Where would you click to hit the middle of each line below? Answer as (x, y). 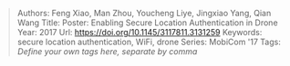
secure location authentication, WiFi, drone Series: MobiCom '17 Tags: (149, 42)
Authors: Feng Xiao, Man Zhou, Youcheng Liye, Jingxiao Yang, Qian (144, 13)
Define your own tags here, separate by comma (107, 52)
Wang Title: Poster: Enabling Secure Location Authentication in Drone (148, 23)
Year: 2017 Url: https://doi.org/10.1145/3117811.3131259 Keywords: (140, 32)
